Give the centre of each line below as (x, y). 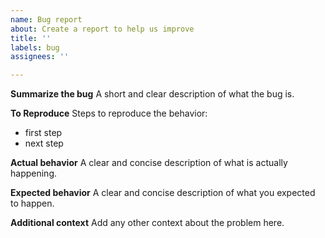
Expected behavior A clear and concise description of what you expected (163, 193)
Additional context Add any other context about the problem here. (147, 223)
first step (43, 133)
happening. (33, 173)
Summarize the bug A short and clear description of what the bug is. (152, 94)
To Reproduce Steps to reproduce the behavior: (109, 113)
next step (44, 143)
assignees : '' (40, 57)
